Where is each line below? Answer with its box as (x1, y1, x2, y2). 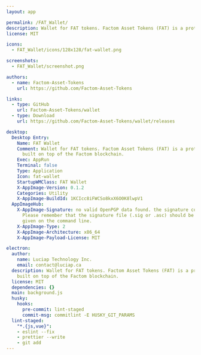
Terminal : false (17, 163, 58, 169)
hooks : (17, 301, 33, 307)
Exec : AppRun (17, 157, 50, 163)
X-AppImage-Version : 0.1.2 (17, 185, 84, 191)
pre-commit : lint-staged (22, 307, 84, 313)
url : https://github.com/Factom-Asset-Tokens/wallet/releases (17, 118, 175, 124)
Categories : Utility (17, 190, 68, 196)
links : (6, 96, 23, 102)
